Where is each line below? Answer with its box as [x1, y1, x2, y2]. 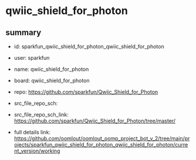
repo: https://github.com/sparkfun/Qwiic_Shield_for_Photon [13, 88, 158, 95]
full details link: [13, 129, 51, 135]
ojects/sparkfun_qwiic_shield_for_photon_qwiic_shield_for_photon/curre [13, 141, 188, 148]
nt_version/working [13, 148, 60, 154]
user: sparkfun [13, 55, 50, 61]
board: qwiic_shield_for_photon [13, 77, 90, 84]
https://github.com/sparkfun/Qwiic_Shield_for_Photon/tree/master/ [13, 117, 176, 124]
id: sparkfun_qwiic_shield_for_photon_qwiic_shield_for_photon [13, 43, 165, 50]
